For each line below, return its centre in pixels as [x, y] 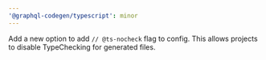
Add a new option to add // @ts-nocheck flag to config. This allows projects [133, 38]
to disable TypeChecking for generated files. [82, 47]
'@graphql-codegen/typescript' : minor [73, 16]
